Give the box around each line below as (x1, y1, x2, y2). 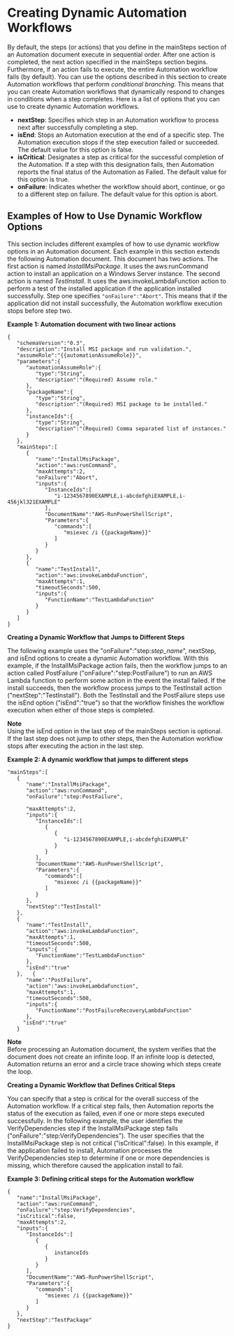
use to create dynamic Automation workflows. (7, 102, 140, 110)
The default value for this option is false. (17, 145, 134, 154)
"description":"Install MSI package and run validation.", (16, 346, 192, 353)
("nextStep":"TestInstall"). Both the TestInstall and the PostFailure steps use (7, 691, 226, 699)
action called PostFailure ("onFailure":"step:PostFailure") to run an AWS (7, 668, 213, 677)
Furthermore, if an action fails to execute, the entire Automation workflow (7, 65, 218, 73)
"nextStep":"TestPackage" (16, 1316, 92, 1323)
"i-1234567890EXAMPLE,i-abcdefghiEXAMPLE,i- (54, 492, 187, 499)
